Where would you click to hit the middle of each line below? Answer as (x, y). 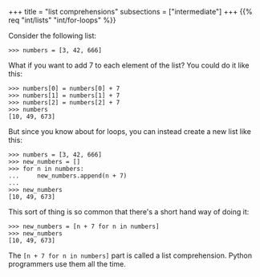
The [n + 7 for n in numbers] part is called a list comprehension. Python (130, 255)
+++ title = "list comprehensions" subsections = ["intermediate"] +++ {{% (130, 12)
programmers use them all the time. (67, 264)
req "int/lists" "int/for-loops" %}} (62, 20)
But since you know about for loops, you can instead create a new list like (130, 131)
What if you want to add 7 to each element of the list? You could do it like (129, 65)
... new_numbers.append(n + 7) (68, 176)
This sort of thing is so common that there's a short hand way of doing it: (129, 212)
